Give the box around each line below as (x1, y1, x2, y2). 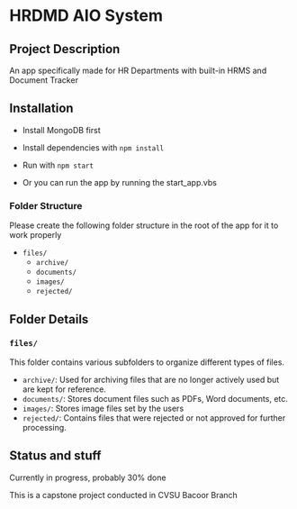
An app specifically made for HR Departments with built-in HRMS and (9, 65, 267, 76)
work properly (9, 230, 62, 241)
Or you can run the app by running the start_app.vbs (22, 177, 218, 187)
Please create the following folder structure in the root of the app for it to (9, 220, 279, 231)
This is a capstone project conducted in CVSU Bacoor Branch (9, 489, 238, 500)
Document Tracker (9, 75, 79, 86)
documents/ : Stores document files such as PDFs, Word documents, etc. (22, 393, 288, 404)
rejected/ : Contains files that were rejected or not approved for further (22, 412, 286, 423)
